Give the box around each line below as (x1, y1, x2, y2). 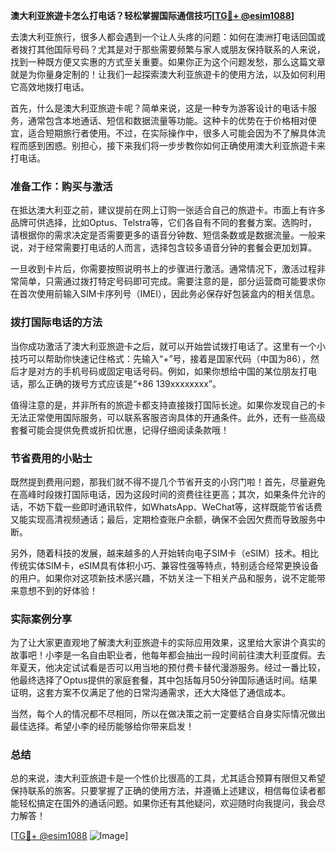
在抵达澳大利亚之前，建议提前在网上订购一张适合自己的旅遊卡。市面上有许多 (10, 204, 326, 216)
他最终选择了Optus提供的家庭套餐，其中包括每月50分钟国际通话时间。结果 (10, 674, 318, 686)
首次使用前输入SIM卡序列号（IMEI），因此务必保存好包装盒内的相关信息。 (18, 288, 320, 300)
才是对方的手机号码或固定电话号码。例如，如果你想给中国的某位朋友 (18, 365, 300, 377)
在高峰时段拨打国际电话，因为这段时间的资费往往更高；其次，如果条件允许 (10, 488, 317, 500)
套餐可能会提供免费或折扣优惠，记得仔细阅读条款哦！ (10, 424, 230, 436)
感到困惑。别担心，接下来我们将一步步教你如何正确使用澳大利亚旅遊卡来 (27, 140, 326, 151)
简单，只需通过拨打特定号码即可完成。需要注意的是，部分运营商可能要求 (18, 275, 317, 288)
